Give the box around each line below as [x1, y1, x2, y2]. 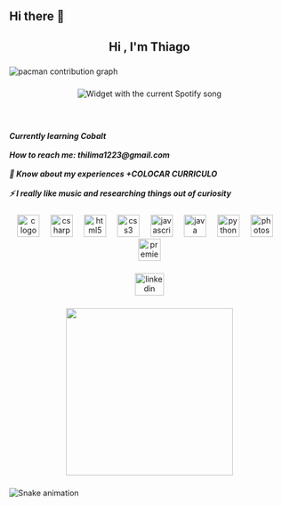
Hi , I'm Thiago [109, 39, 190, 54]
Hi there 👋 [9, 9, 65, 24]
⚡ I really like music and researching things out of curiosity [9, 188, 231, 199]
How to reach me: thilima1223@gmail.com [9, 150, 171, 160]
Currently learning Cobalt [9, 131, 107, 142]
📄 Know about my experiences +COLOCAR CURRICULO [9, 168, 218, 179]
